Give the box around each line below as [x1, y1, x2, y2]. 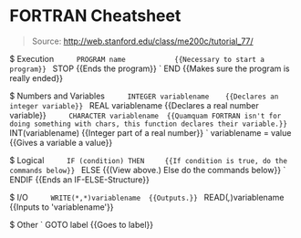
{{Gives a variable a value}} [9, 137, 113, 148]
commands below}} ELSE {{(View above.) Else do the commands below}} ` [9, 164, 286, 175]
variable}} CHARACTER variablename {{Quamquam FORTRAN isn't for [9, 109, 282, 120]
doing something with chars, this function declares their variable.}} [9, 119, 287, 129]
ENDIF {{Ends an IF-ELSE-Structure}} [9, 174, 150, 185]
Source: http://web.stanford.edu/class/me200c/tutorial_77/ [31, 36, 254, 47]
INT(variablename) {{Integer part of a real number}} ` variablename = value [9, 127, 292, 138]
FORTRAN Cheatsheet [9, 5, 182, 26]
